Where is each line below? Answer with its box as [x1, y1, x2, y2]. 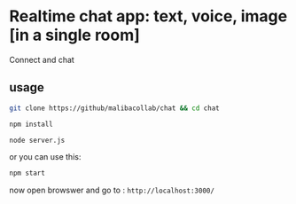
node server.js [9, 136, 66, 145]
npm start [9, 169, 46, 178]
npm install [9, 120, 53, 129]
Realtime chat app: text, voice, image [9, 6, 288, 27]
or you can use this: [9, 152, 82, 162]
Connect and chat [9, 54, 75, 65]
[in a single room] [9, 25, 140, 45]
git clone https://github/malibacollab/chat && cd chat [9, 104, 220, 113]
